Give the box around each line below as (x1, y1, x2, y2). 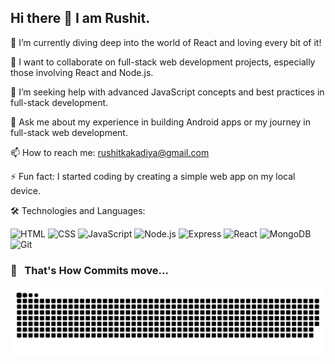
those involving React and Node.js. (10, 66, 154, 78)
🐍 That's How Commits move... (10, 263, 169, 277)
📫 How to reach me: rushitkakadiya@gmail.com (10, 146, 210, 158)
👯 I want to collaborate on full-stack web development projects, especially (10, 56, 316, 68)
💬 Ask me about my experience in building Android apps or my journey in (10, 116, 312, 128)
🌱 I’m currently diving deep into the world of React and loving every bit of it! (10, 36, 322, 48)
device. (10, 184, 41, 196)
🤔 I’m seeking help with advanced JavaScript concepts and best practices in (10, 86, 325, 98)
